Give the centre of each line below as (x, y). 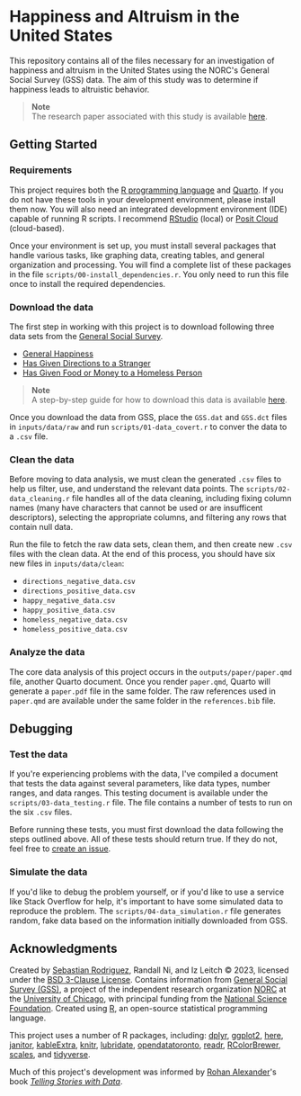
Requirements (41, 170)
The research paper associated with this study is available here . (149, 116)
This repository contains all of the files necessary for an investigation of (142, 60)
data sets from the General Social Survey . (86, 336)
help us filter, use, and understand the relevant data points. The (127, 489)
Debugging (41, 728)
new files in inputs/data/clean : (67, 563)
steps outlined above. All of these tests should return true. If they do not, (144, 840)
